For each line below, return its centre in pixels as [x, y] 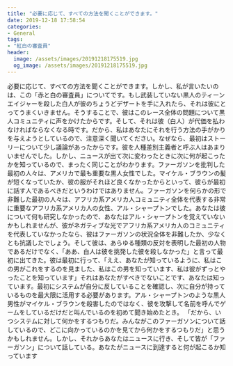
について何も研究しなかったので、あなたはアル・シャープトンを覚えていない [116, 216]
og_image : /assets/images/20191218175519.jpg [81, 65]
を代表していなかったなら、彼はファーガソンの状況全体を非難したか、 [108, 234]
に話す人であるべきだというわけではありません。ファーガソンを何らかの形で [117, 190]
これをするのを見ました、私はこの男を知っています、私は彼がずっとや [126, 269]
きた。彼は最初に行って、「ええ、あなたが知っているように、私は [124, 260]
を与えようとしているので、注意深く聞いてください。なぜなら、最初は [107, 138]
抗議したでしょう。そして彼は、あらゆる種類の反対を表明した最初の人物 [122, 242]
